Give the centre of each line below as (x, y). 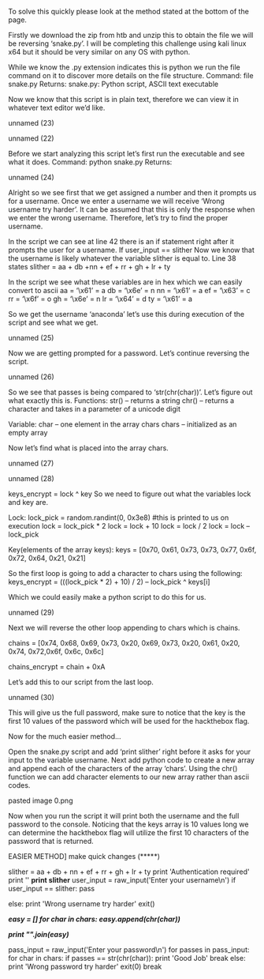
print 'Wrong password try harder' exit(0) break (85, 966)
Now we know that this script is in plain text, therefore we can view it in (123, 99)
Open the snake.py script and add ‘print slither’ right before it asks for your (130, 751)
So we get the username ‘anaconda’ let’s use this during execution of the (126, 314)
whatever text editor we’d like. (57, 107)
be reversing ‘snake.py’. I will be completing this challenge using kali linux (127, 43)
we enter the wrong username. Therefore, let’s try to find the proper (118, 218)
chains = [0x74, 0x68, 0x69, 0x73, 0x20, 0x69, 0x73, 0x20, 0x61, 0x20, (124, 643)
